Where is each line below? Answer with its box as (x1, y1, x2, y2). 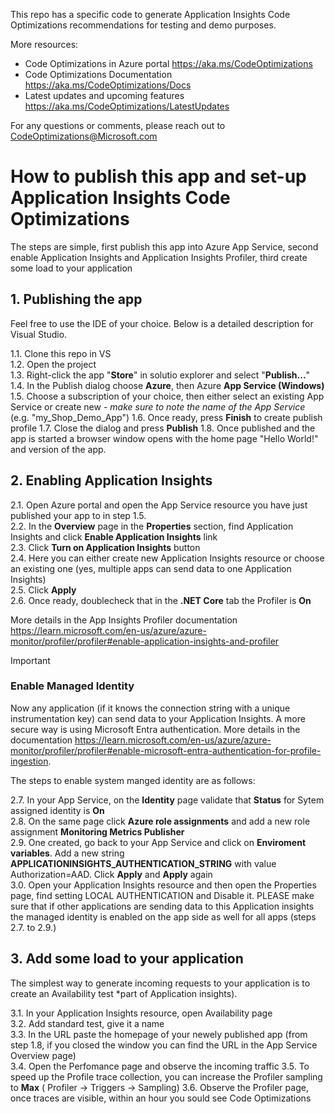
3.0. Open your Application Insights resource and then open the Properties (10, 879, 317, 891)
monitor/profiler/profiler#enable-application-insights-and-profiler (10, 635, 280, 647)
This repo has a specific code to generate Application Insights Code (10, 9, 291, 20)
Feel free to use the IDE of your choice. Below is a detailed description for (10, 317, 314, 329)
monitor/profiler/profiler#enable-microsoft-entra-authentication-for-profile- (10, 744, 322, 756)
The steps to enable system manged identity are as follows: (10, 774, 256, 786)
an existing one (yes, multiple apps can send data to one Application (10, 562, 292, 574)
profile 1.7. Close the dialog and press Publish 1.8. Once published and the (10, 422, 316, 434)
